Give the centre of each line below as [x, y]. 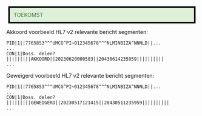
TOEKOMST [29, 15]
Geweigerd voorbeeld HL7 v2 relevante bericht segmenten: [80, 76]
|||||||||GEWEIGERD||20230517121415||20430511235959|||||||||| [88, 103]
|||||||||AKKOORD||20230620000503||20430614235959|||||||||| [85, 59]
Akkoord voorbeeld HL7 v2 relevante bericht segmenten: [77, 32]
